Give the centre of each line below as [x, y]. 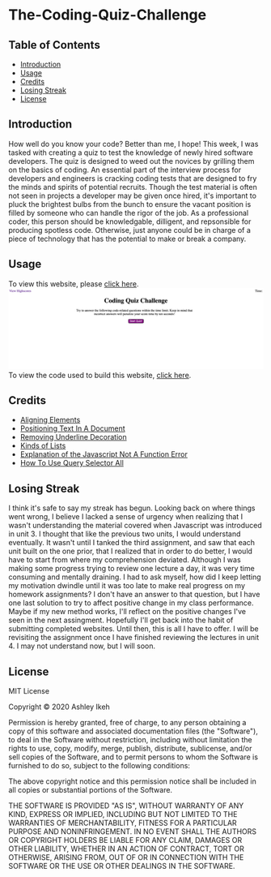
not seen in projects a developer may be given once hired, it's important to [133, 196]
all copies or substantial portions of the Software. [90, 790]
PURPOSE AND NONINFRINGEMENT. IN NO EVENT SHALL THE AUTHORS [133, 832]
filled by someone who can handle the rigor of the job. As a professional [129, 213]
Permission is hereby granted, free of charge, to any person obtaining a [127, 723]
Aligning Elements [50, 420]
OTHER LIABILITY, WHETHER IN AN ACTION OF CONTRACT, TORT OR [126, 849]
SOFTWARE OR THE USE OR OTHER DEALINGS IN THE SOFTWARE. [122, 866]
